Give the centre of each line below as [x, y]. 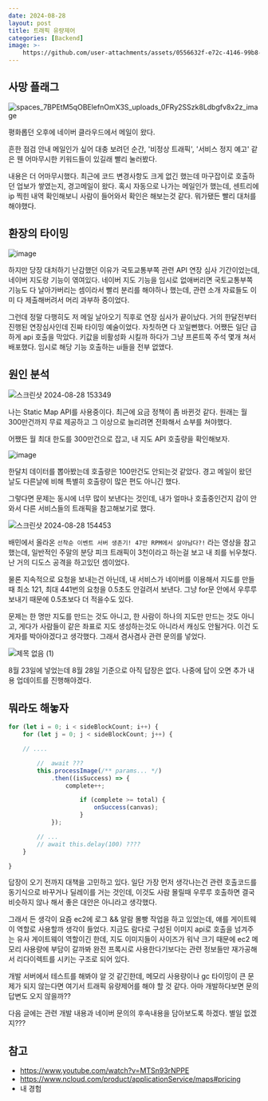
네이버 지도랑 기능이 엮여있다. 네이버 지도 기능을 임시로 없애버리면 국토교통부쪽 [131, 280]
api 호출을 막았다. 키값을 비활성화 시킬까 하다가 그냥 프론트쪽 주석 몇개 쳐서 [140, 337]
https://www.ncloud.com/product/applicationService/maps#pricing [130, 1079]
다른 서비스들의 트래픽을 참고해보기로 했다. [89, 509]
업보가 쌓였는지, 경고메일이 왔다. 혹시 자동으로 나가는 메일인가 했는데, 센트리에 [138, 185]
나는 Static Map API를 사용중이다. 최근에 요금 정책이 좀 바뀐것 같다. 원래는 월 [128, 412]
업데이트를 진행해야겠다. [54, 680]
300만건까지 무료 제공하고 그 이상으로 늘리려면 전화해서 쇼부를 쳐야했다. [120, 422]
